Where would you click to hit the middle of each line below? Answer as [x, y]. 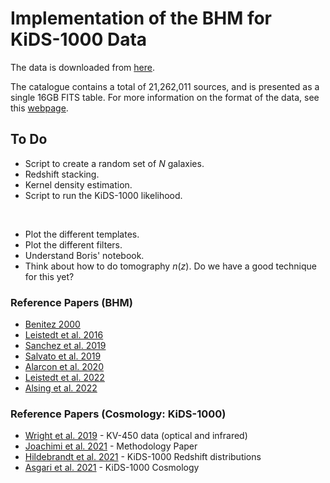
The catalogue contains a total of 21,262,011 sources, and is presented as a [165, 86]
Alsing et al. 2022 [61, 388]
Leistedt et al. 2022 [64, 378]
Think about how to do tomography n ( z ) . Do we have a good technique [171, 266]
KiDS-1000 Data [79, 39]
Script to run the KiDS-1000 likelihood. [103, 195]
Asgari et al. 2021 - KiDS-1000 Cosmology [112, 468]
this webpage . [39, 108]
